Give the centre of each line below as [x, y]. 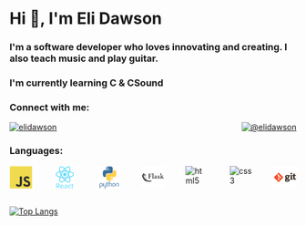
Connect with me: [50, 107]
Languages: [36, 151]
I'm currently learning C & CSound [87, 83]
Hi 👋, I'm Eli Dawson [86, 19]
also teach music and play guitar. [84, 58]
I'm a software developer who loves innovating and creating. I [148, 47]
